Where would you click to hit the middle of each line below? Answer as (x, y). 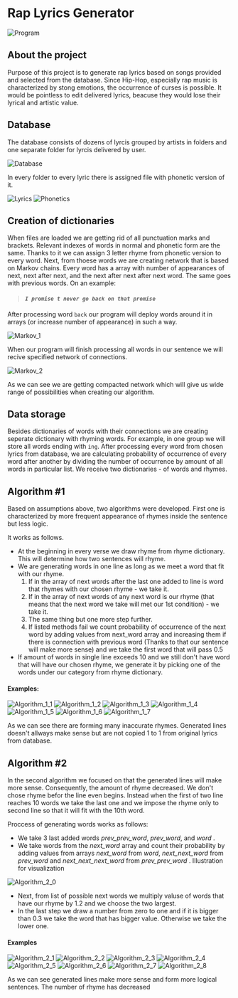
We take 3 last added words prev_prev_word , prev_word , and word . (116, 838)
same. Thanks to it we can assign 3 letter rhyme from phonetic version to (114, 253)
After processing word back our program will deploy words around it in (110, 314)
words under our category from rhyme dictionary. (90, 672)
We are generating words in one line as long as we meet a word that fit (121, 566)
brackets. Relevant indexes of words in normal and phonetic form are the (114, 245)
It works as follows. (36, 538)
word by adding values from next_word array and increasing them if (127, 635)
